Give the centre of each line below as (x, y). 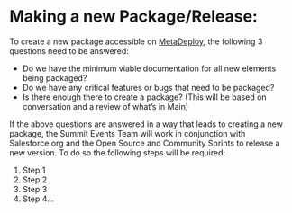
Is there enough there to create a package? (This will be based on (145, 97)
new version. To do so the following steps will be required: (117, 152)
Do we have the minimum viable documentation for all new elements (149, 68)
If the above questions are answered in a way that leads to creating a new (146, 124)
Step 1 (34, 170)
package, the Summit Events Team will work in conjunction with (128, 133)
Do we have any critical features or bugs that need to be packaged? (148, 87)
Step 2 (35, 179)
